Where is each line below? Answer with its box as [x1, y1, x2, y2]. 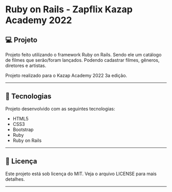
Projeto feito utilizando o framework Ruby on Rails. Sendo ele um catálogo [5, 52, 162, 57]
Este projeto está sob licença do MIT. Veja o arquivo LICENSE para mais [5, 170, 157, 177]
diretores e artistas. [5, 62, 47, 69]
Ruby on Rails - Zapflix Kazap [5, 4, 133, 15]
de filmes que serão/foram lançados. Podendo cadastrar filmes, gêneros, [5, 57, 160, 63]
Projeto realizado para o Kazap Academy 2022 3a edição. [5, 73, 127, 78]
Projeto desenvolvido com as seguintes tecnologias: [5, 105, 115, 112]
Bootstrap [12, 126, 34, 133]
